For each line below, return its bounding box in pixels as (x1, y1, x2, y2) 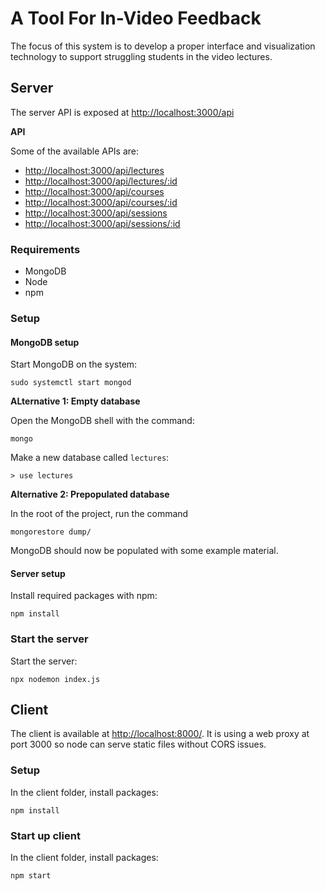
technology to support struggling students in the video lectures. (10, 50, 273, 62)
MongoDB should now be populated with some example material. (10, 545, 279, 557)
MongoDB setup (10, 336, 80, 348)
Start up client (10, 828, 81, 842)
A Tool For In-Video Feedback (10, 7, 262, 30)
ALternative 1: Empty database (10, 395, 141, 407)
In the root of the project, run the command (10, 508, 189, 520)
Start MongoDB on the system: (10, 358, 138, 371)
